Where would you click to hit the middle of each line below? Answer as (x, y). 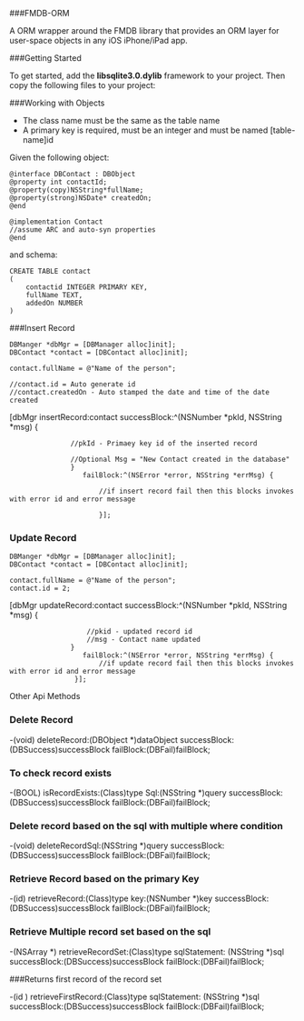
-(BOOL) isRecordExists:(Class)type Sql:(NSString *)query (118, 792)
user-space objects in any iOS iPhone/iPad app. (98, 40)
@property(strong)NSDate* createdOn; (81, 198)
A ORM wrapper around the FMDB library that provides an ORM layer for (144, 30)
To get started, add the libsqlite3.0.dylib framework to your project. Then (147, 75)
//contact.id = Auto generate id (73, 385)
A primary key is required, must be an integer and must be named (145, 130)
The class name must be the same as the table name (121, 120)
